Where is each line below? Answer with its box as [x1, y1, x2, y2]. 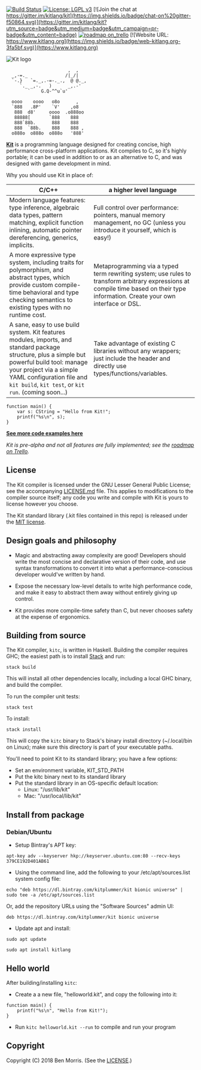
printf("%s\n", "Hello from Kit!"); [17, 1008, 109, 1014]
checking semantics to [9, 296, 73, 304]
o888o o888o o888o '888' [11, 130, 84, 136]
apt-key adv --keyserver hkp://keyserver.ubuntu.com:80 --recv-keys [6, 853, 181, 859]
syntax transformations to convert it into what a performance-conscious [14, 564, 193, 572]
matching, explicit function [9, 219, 84, 226]
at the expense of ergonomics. [14, 613, 91, 620]
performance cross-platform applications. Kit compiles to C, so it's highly [6, 147, 187, 154]
